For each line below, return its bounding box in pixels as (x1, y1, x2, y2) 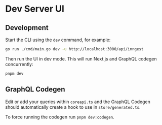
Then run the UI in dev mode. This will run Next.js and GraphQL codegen (5, 55, 157, 61)
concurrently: (5, 61, 33, 67)
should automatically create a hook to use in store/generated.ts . (5, 104, 141, 110)
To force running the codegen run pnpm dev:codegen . (5, 114, 115, 120)
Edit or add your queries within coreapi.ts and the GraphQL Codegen (5, 99, 151, 105)
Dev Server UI (5, 3, 65, 15)
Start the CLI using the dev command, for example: (5, 37, 111, 43)
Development (5, 23, 49, 32)
